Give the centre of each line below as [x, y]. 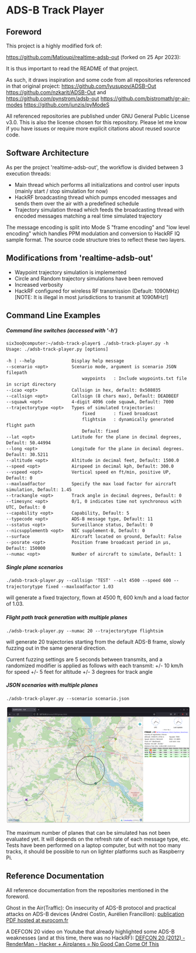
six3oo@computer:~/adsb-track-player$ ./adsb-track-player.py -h [87, 344]
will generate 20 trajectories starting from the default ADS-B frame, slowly [96, 642]
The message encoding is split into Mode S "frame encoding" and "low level [98, 227]
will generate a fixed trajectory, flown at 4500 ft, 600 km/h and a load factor [97, 598]
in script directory [31, 385]
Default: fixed [100, 431]
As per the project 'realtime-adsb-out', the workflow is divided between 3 [94, 167]
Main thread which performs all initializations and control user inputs [97, 184]
